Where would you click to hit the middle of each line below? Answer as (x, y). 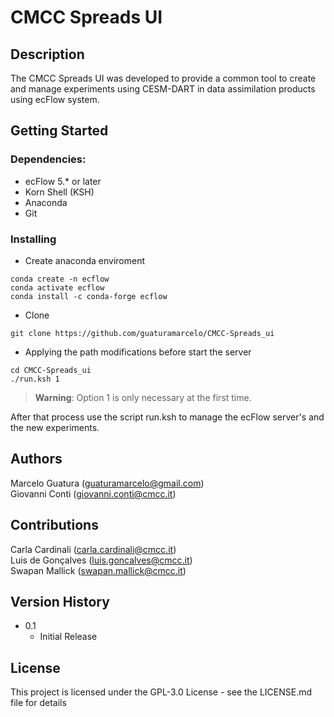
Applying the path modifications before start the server (138, 352)
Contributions (54, 525)
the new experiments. (55, 427)
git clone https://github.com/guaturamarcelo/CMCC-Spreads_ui (142, 333)
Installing (33, 239)
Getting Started (59, 131)
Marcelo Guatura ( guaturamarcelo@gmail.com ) (107, 483)
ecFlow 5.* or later (63, 181)
